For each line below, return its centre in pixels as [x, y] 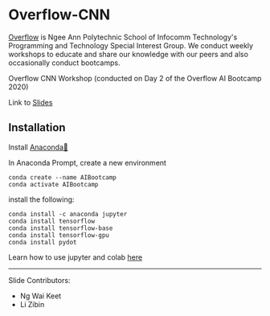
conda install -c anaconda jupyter [68, 214]
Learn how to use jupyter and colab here [76, 257]
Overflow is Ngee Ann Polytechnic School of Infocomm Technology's [123, 37]
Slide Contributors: [39, 280]
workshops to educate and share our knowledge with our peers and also [129, 54]
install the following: [41, 199]
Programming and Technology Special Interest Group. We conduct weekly [131, 45]
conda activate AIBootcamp [53, 184]
